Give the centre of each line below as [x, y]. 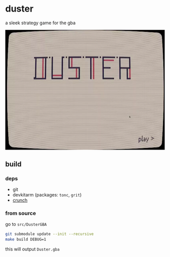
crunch [20, 200]
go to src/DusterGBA [26, 224]
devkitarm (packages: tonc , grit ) [47, 195]
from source [21, 214]
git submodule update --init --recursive [50, 234]
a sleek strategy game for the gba [40, 23]
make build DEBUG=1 [26, 240]
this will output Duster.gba [32, 249]
